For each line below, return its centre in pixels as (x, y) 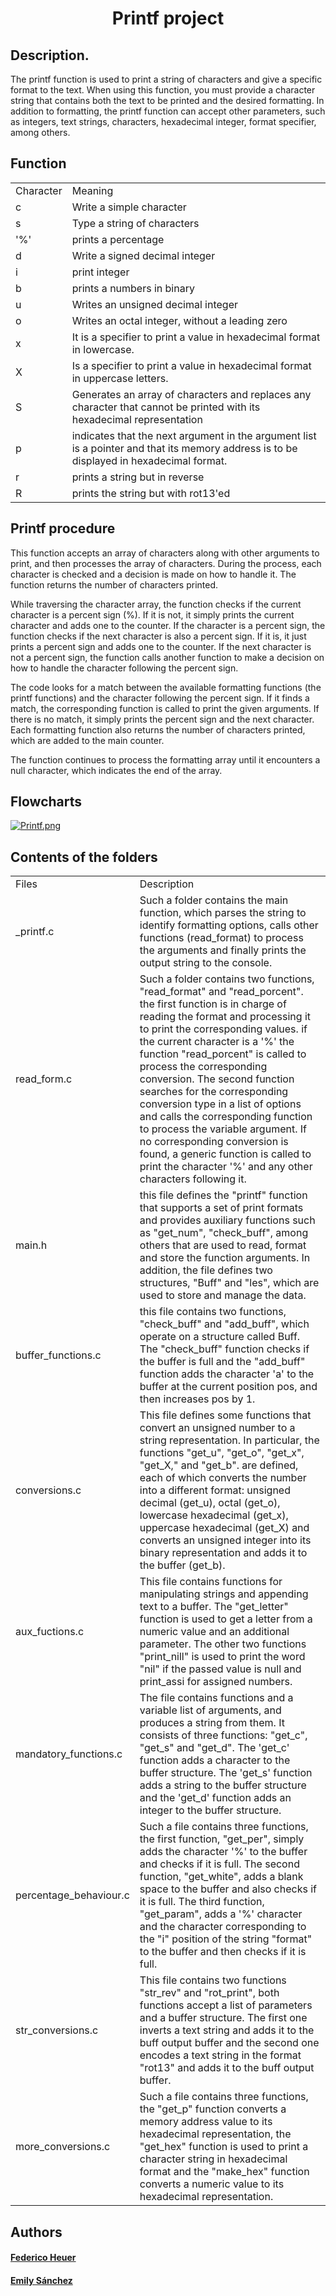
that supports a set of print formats (221, 1208)
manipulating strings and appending (224, 1594)
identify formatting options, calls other (229, 925)
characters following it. (193, 1179)
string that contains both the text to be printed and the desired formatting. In (167, 100)
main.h (31, 1245)
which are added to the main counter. (87, 740)
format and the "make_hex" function (224, 2172)
